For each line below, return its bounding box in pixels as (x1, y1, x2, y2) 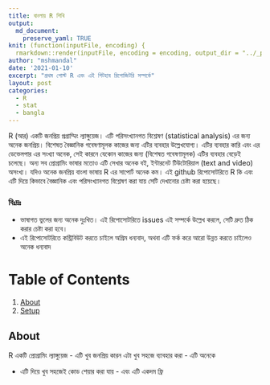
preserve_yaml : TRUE (22, 34, 92, 43)
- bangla (15, 109, 45, 117)
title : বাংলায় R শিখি (8, 11, 65, 20)
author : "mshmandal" (8, 57, 78, 65)
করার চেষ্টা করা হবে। (19, 224, 68, 234)
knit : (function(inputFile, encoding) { (8, 42, 146, 50)
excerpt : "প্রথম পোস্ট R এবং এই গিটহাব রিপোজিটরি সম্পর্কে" (8, 72, 155, 80)
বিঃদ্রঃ (8, 196, 22, 207)
